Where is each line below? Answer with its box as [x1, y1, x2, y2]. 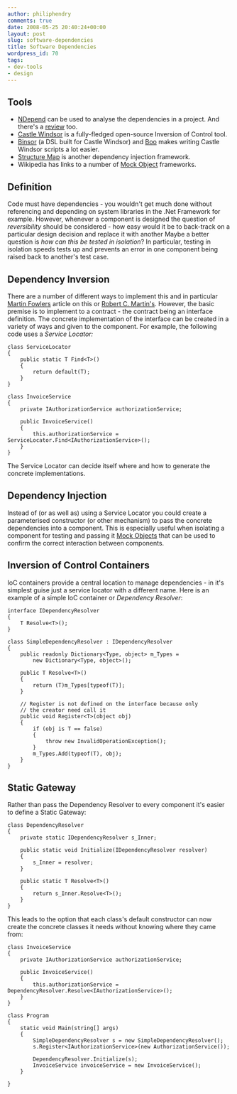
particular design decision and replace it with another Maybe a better [7, 230, 209, 239]
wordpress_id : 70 [7, 50, 59, 58]
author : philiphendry [7, 10, 72, 18]
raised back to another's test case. [7, 253, 109, 261]
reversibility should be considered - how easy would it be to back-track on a [7, 222, 231, 231]
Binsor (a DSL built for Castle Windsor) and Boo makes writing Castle [17, 138, 220, 146]
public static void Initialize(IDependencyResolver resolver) [20, 847, 208, 854]
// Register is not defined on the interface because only [20, 700, 199, 708]
